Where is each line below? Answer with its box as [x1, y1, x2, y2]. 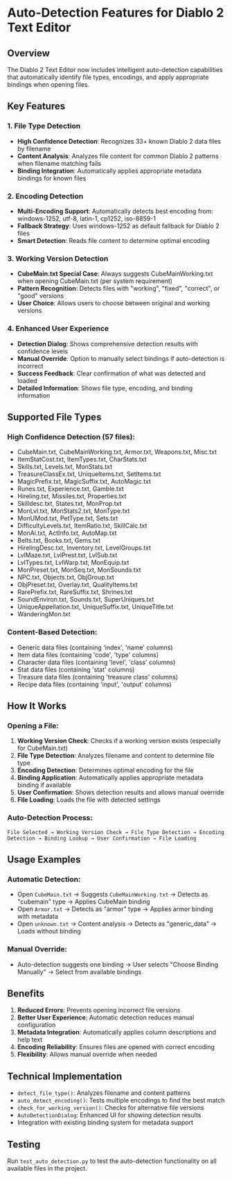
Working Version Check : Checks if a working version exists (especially [17, 737, 222, 745]
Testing [7, 1138, 41, 1150]
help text [17, 1035, 43, 1044]
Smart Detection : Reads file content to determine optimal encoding [17, 236, 210, 244]
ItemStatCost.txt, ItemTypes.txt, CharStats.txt [17, 455, 147, 464]
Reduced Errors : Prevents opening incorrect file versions [17, 1006, 181, 1015]
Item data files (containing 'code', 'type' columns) [17, 650, 159, 659]
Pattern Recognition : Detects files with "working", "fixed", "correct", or [17, 285, 220, 293]
